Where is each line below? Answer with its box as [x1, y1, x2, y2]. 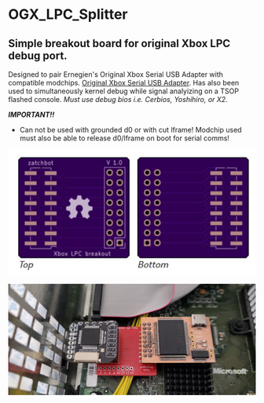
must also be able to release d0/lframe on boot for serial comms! [19, 133, 230, 143]
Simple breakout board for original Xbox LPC [8, 37, 231, 50]
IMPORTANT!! [8, 110, 55, 119]
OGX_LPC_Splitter [8, 5, 128, 24]
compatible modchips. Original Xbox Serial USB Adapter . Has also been [8, 78, 240, 87]
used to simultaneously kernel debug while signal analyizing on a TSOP [8, 86, 240, 96]
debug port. [8, 49, 68, 62]
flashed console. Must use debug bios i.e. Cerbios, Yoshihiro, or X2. [8, 95, 228, 103]
